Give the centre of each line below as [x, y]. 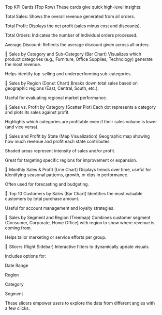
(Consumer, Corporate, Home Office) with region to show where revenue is [80, 223]
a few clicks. [17, 308]
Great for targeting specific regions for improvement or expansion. [71, 160]
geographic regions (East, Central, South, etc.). [52, 88]
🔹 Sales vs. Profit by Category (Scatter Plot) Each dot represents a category [81, 107]
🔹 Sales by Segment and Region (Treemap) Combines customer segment [78, 217]
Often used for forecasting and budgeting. [47, 184]
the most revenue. [23, 64]
